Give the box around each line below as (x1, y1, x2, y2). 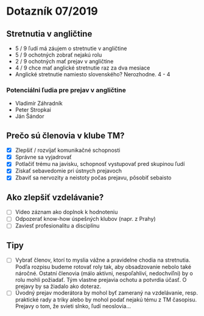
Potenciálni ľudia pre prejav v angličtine (6, 85, 126, 94)
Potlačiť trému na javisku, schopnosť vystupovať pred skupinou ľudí (15, 160, 185, 168)
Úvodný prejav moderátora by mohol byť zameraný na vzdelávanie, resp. (15, 289, 198, 296)
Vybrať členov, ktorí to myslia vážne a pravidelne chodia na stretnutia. (15, 256, 191, 264)
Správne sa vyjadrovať (15, 154, 72, 161)
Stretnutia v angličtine (6, 29, 93, 39)
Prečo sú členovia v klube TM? (6, 130, 125, 141)
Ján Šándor (15, 113, 44, 120)
